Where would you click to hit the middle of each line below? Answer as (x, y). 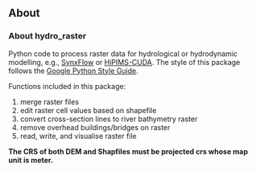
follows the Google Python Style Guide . (73, 71)
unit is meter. (31, 160)
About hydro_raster (47, 36)
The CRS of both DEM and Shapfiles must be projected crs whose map (128, 151)
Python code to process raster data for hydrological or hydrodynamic (123, 53)
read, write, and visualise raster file (78, 136)
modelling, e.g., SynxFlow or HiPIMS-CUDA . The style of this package (124, 62)
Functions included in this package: (67, 86)
